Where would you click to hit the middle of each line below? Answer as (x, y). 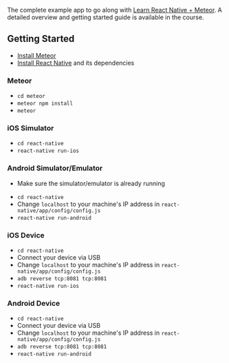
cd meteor (31, 96)
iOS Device (26, 235)
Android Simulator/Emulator (55, 168)
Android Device (34, 303)
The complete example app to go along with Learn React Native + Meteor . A (115, 10)
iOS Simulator (31, 128)
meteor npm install (45, 104)
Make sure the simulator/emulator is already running (91, 183)
